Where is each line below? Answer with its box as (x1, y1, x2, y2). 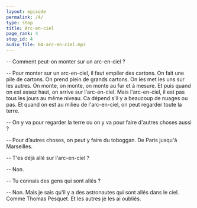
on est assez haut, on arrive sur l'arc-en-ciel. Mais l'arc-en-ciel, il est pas (6, 88, 185, 95)
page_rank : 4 (6, 31, 38, 37)
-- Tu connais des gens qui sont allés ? (6, 177, 101, 184)
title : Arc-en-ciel (6, 25, 54, 31)
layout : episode (6, 8, 46, 15)
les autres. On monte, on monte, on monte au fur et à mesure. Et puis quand (6, 82, 191, 89)
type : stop (6, 20, 33, 25)
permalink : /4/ (6, 14, 44, 20)
